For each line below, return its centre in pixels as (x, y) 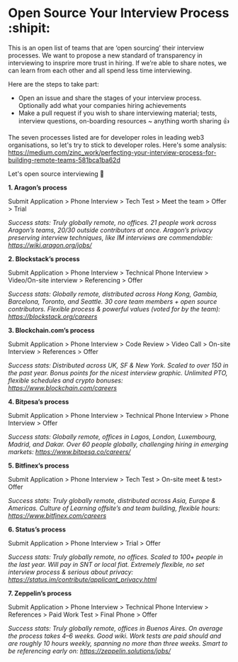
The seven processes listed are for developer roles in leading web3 (106, 137)
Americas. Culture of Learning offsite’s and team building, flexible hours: (114, 508)
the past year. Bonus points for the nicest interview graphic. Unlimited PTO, (118, 373)
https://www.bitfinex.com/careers (57, 515)
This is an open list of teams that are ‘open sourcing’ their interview (106, 48)
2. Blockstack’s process (44, 259)
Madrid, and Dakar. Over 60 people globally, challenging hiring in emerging (118, 444)
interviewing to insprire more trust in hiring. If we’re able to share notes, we (118, 62)
